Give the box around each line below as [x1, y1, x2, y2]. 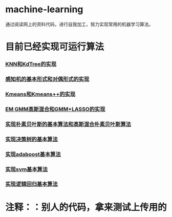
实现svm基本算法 [5, 165, 48, 172]
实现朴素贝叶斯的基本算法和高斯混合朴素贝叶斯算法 [5, 120, 132, 127]
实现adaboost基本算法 [5, 150, 61, 158]
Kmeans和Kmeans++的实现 [5, 91, 76, 98]
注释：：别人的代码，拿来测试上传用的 [5, 201, 167, 213]
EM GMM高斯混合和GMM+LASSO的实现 [5, 105, 105, 113]
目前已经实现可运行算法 [5, 41, 104, 53]
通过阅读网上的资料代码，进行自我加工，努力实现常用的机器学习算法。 [5, 21, 154, 27]
